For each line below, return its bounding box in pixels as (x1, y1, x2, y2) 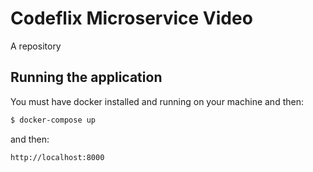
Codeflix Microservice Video (10, 7, 253, 30)
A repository (10, 40, 62, 52)
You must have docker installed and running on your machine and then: (10, 95, 304, 107)
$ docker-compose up (10, 115, 97, 125)
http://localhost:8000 (10, 152, 105, 162)
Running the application (10, 69, 163, 86)
